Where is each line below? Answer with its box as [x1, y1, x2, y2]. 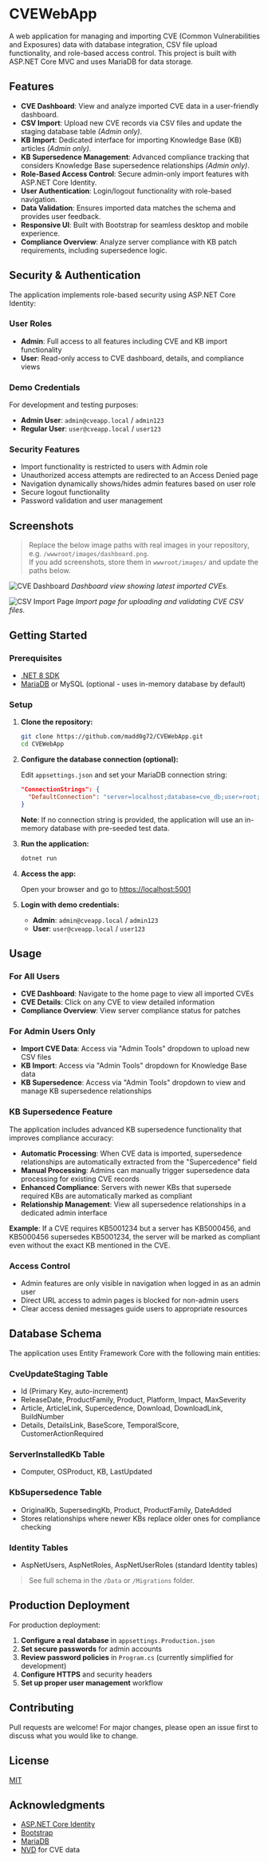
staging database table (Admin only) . [20, 126, 143, 136]
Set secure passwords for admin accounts [20, 1644, 163, 1653]
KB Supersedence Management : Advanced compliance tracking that [20, 152, 250, 161]
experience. [20, 229, 61, 238]
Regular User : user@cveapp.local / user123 [20, 424, 162, 434]
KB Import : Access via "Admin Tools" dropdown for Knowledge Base [20, 1060, 247, 1071]
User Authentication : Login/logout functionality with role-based [20, 185, 232, 196]
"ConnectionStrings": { [20, 786, 100, 794]
